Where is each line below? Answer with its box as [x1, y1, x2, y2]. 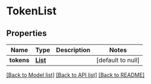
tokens [9, 56, 30, 64]
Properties [6, 28, 47, 38]
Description [56, 46, 91, 54]
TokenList [6, 4, 57, 18]
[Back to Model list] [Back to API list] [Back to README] [6, 71, 145, 79]
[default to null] [96, 56, 140, 64]
